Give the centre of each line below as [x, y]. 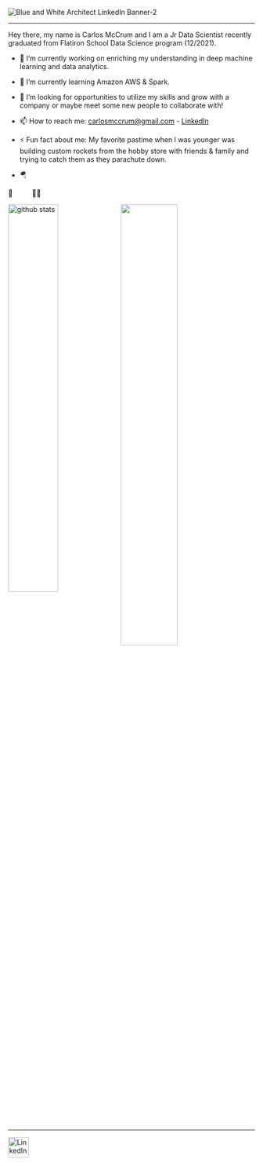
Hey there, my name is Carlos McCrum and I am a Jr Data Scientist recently [130, 35]
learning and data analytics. [64, 66]
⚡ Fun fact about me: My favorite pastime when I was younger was [127, 140]
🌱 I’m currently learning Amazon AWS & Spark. [95, 82]
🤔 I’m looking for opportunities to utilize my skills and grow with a [124, 97]
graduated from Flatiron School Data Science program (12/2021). [112, 43]
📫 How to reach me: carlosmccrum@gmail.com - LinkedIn [114, 121]
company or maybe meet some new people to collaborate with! [121, 105]
